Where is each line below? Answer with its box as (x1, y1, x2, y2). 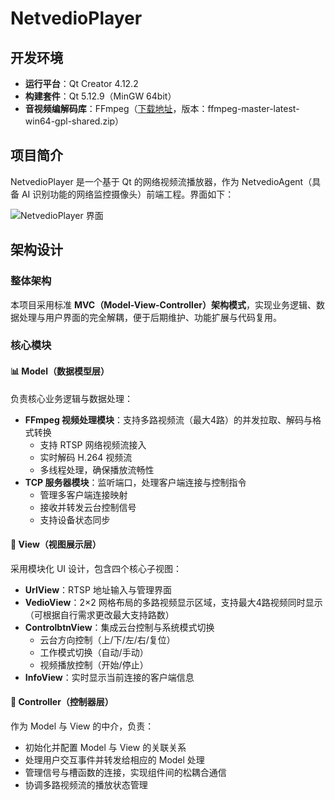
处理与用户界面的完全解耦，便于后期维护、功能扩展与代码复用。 (18, 311, 282, 323)
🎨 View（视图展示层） (10, 538, 102, 551)
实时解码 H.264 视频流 (39, 451, 133, 463)
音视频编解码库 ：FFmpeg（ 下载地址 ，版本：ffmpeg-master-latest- (24, 103, 300, 114)
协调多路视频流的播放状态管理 (24, 779, 148, 791)
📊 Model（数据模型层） (10, 365, 110, 377)
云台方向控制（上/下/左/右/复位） (39, 633, 176, 646)
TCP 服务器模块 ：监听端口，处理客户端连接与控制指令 (24, 476, 247, 488)
